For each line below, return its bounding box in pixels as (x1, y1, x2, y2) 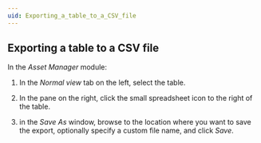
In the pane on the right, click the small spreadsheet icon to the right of (18, 93, 253, 103)
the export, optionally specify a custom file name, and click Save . (18, 125, 235, 136)
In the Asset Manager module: (7, 62, 108, 72)
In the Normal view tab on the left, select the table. (18, 77, 186, 88)
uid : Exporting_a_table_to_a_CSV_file (7, 11, 136, 20)
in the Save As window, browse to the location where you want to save (18, 117, 252, 127)
